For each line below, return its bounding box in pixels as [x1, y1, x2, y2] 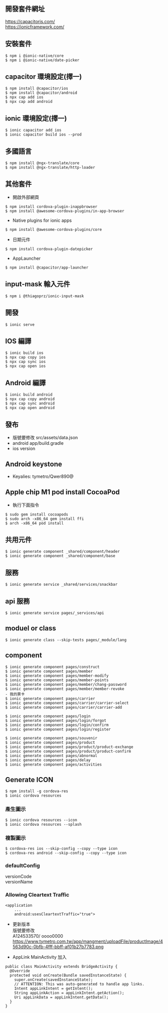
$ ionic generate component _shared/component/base [5, 554, 115, 559]
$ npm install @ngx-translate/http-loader [5, 165, 95, 170]
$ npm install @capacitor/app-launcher [5, 265, 89, 270]
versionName [5, 879, 33, 885]
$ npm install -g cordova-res [5, 789, 69, 794]
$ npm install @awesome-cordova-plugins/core [5, 227, 102, 232]
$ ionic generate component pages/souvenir [5, 735, 98, 740]
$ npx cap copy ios [5, 355, 46, 360]
